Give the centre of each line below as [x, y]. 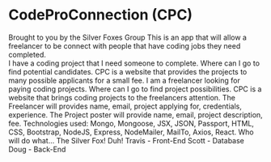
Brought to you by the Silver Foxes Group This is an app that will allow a [127, 37]
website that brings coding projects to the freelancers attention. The [122, 97]
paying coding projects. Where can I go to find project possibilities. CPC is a [135, 89]
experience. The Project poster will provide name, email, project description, [135, 114]
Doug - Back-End [37, 149]
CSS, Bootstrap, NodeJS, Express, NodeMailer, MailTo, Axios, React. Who [131, 132]
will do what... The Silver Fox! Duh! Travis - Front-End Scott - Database [126, 140]
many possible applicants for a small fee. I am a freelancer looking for [124, 80]
